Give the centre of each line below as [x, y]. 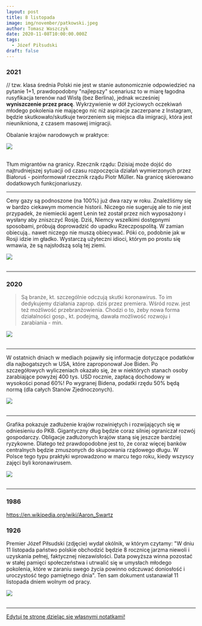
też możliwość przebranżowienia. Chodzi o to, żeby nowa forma [100, 310]
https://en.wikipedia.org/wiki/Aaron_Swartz [60, 515]
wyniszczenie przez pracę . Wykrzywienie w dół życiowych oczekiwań [94, 104]
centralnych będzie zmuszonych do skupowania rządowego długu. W [92, 450]
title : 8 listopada [31, 17]
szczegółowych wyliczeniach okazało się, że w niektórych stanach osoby [97, 371]
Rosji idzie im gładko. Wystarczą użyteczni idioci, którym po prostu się [93, 239]
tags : [13, 40]
